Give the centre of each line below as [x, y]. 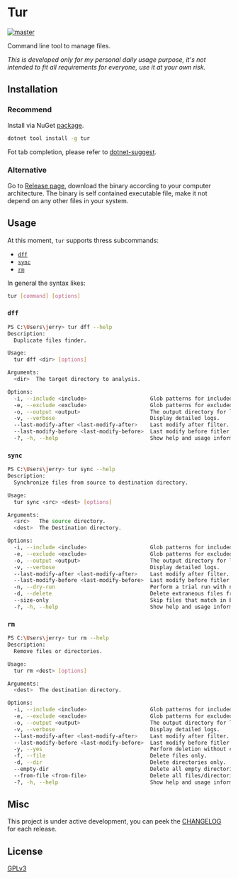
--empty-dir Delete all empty [107, 769]
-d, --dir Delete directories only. [120, 762]
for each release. [32, 829]
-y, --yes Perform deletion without [120, 749]
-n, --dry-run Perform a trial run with [120, 587]
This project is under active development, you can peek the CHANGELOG [114, 821]
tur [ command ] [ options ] [44, 296]
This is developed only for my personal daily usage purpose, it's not [107, 59]
